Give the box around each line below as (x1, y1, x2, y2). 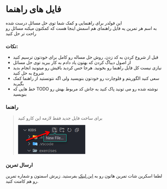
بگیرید (12, 81, 24, 87)
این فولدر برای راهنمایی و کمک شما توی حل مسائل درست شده (5, 20, 122, 26)
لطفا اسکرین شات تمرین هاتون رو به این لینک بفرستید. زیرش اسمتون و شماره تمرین (5, 173, 163, 179)
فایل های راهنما (5, 3, 62, 15)
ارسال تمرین (5, 162, 33, 169)
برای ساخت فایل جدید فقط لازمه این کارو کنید (17, 115, 103, 121)
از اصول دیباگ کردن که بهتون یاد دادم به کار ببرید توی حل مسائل (12, 60, 131, 66)
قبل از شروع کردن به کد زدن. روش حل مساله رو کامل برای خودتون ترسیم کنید (12, 54, 159, 60)
